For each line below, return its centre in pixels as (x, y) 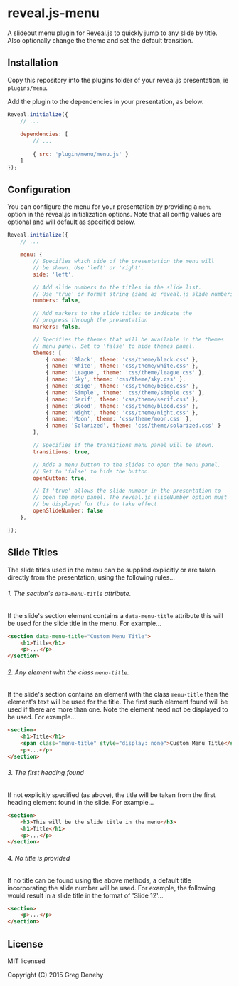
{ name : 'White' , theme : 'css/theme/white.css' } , (122, 366)
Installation (33, 63)
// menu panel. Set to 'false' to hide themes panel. (114, 346)
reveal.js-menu (53, 13)
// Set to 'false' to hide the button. (92, 471)
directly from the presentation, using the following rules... (91, 577)
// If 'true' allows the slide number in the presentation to (127, 491)
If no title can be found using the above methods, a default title (100, 880)
